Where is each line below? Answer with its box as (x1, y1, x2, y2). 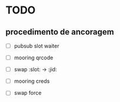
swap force (14, 89, 42, 97)
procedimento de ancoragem (5, 27, 114, 37)
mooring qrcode (14, 54, 54, 62)
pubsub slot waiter (14, 42, 59, 49)
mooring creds (14, 77, 50, 85)
